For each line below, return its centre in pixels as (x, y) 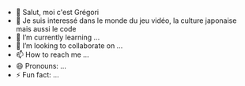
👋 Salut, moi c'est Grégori (57, 12)
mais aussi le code (46, 29)
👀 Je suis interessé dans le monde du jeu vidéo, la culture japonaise (126, 21)
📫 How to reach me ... (52, 54)
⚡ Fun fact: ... (37, 75)
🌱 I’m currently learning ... (58, 37)
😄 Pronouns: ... (41, 66)
